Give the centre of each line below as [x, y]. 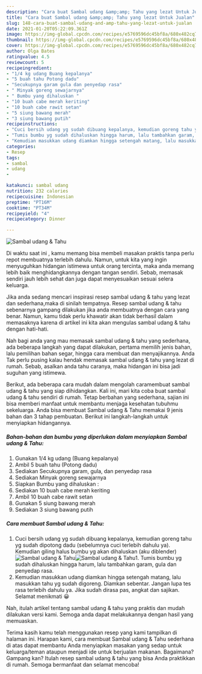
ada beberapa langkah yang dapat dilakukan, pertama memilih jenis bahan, [99, 347]
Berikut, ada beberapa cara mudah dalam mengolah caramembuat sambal [98, 384]
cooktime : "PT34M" [29, 208]
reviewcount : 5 [25, 62]
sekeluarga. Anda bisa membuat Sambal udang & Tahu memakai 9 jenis [95, 410]
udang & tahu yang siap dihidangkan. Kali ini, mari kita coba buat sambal [96, 391]
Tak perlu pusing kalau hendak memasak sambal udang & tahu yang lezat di [100, 360]
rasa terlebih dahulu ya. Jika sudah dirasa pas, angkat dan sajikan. [97, 590]
